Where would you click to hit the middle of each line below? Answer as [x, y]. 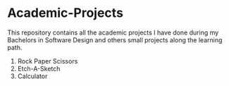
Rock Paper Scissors [48, 61]
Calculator [32, 76]
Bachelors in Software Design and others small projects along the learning [115, 39]
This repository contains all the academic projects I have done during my [113, 32]
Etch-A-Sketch [39, 68]
